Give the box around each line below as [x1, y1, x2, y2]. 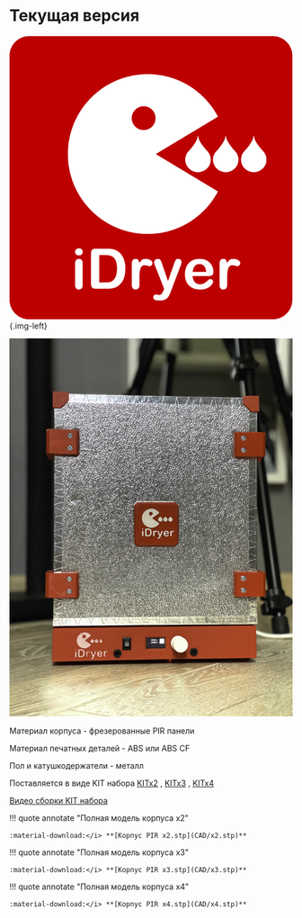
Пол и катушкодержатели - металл [9, 760, 144, 770]
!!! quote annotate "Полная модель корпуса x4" [9, 881, 190, 892]
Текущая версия [9, 5, 140, 26]
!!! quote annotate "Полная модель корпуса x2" [9, 812, 189, 823]
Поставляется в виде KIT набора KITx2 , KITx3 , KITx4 [9, 778, 215, 788]
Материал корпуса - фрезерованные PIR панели [9, 725, 195, 736]
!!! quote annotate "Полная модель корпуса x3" [9, 847, 189, 858]
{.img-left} [9, 320, 48, 331]
